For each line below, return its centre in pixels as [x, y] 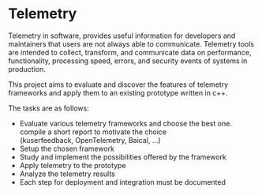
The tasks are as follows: [49, 108]
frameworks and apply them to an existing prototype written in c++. [118, 92]
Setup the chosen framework [67, 148]
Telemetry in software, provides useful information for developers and [122, 36]
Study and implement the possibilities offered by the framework [123, 157]
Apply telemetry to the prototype [73, 165]
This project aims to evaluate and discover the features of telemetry [118, 84]
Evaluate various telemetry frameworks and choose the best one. [126, 123]
